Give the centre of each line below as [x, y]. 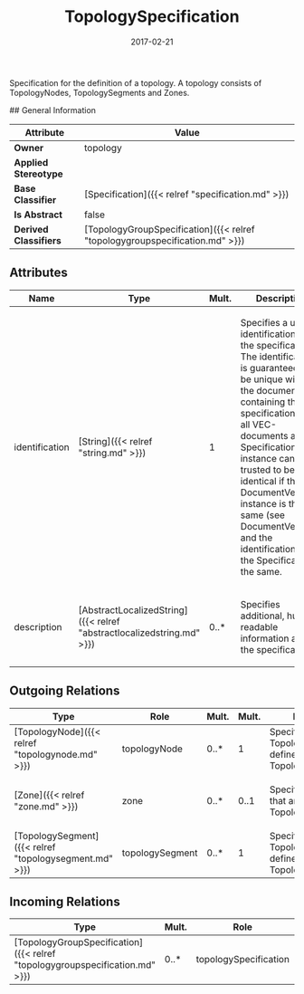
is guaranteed [270, 368]
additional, [262, 616]
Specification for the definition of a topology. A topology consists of [136, 82]
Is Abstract [38, 215]
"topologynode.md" [56, 754]
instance [259, 458]
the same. [261, 571]
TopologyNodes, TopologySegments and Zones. [100, 92]
